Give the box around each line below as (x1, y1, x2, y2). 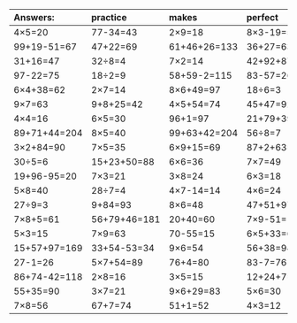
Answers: (13, 12, 55, 23)
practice (91, 12, 127, 23)
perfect (246, 12, 278, 23)
